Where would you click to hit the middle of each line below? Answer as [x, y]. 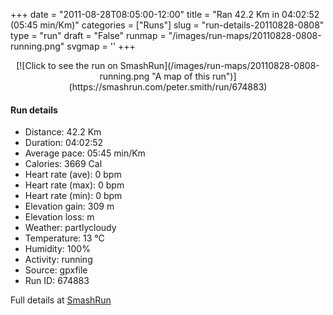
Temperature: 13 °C [64, 238]
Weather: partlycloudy [70, 228]
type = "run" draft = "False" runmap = [88, 35]
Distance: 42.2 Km [63, 132]
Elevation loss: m [59, 217]
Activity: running [58, 260]
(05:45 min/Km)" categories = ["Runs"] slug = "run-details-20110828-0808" [167, 25]
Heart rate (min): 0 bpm [73, 196]
